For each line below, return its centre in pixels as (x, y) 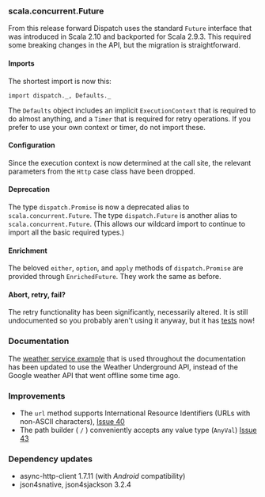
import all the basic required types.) (66, 232)
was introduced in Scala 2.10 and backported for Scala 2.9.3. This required (130, 36)
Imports (21, 63)
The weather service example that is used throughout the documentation (127, 358)
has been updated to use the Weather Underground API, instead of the (123, 367)
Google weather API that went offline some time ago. (94, 375)
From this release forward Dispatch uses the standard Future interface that (130, 29)
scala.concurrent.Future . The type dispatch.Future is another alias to (123, 215)
